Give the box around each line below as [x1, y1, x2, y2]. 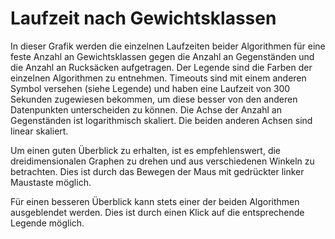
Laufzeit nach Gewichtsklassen [10, 7, 277, 30]
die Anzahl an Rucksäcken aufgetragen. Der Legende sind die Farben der [10, 61, 313, 73]
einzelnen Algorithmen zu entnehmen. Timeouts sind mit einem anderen [10, 72, 307, 84]
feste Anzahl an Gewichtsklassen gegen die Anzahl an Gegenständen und [10, 50, 315, 62]
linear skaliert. [10, 125, 69, 137]
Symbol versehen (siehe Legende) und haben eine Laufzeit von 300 [10, 82, 291, 94]
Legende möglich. [10, 217, 85, 229]
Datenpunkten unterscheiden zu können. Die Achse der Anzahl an [10, 103, 282, 116]
